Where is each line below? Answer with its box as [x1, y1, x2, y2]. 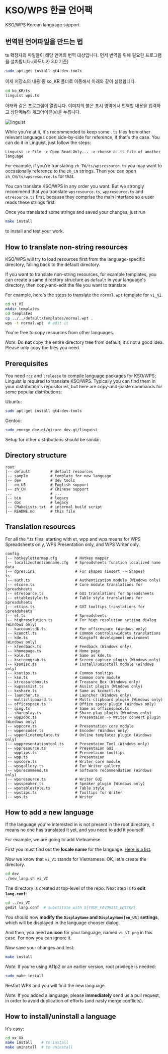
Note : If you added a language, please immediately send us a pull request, [5, 992, 160, 998]
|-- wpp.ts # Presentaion [5, 754, 105, 760]
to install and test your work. [5, 228, 64, 234]
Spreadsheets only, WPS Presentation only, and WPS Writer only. [5, 541, 140, 547]
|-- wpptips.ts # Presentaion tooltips [5, 750, 125, 755]
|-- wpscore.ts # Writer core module [5, 759, 121, 764]
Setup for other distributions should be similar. [5, 437, 102, 442]
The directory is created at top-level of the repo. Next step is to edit [5, 885, 146, 891]
